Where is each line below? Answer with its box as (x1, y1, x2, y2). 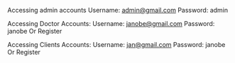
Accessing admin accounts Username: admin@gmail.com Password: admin (7, 6, 229, 14)
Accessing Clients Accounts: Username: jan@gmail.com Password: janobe (7, 41, 226, 48)
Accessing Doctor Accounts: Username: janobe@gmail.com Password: (7, 20, 215, 27)
